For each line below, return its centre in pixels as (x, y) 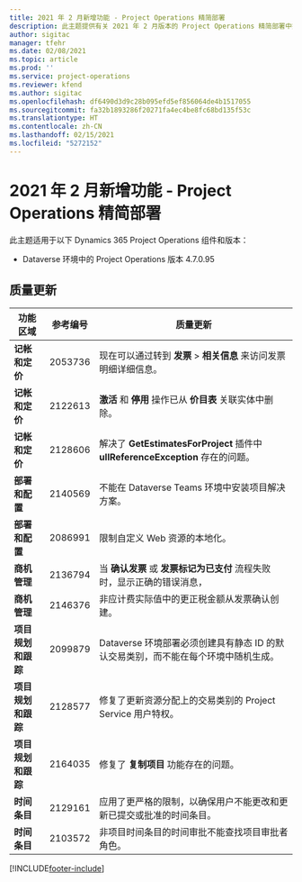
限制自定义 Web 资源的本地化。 (165, 538)
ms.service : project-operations (70, 77)
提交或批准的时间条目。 (166, 814)
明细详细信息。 (130, 368)
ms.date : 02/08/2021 (48, 51)
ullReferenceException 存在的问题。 (177, 457)
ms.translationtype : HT (54, 118)
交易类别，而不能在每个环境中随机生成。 (193, 656)
